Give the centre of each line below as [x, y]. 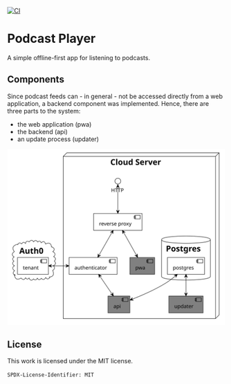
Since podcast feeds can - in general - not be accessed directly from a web [115, 96]
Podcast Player [52, 39]
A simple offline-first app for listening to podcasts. [79, 57]
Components [36, 80]
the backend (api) [42, 131]
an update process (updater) [58, 139]
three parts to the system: [44, 111]
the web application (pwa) [54, 124]
